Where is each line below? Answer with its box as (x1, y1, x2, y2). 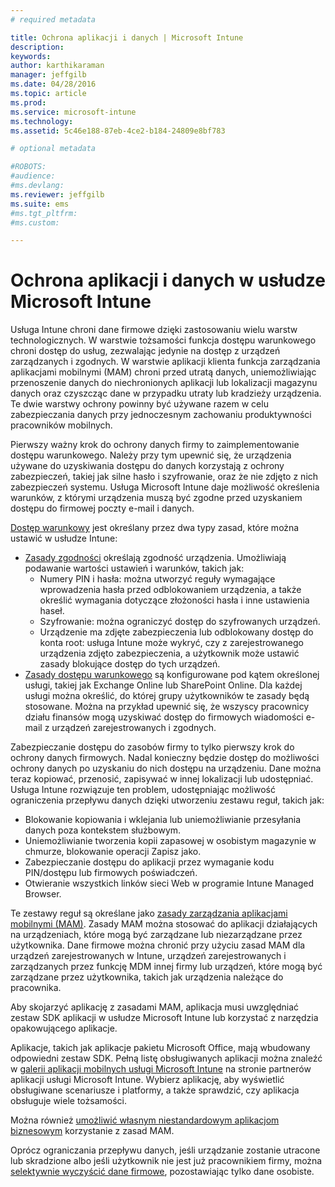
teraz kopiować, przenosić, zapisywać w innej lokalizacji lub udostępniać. (10, 773, 314, 785)
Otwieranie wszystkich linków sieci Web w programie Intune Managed (24, 877, 314, 890)
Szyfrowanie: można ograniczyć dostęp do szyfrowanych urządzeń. (39, 616, 321, 628)
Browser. (24, 888, 62, 900)
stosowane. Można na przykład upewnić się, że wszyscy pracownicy (24, 701, 310, 713)
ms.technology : (10, 116, 74, 126)
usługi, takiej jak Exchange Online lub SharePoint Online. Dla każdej (24, 679, 303, 691)
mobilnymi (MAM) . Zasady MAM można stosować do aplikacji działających (10, 918, 318, 930)
